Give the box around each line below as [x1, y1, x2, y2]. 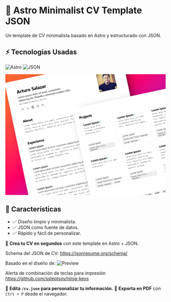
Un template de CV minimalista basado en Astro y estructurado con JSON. [5, 32, 161, 38]
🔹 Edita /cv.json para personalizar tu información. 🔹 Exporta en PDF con [5, 285, 161, 291]
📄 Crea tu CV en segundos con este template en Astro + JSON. [5, 240, 139, 246]
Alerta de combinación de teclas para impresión [5, 270, 106, 276]
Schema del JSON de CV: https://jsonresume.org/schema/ [5, 250, 128, 256]
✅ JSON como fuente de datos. [12, 224, 79, 230]
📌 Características [5, 205, 62, 214]
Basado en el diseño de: [5, 260, 56, 266]
